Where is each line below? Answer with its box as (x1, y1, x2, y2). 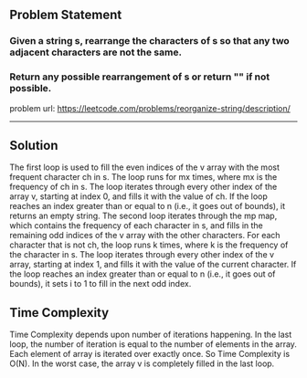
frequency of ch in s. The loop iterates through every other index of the (9, 182, 278, 193)
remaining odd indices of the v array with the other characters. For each (9, 230, 281, 241)
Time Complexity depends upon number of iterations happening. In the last (9, 329, 292, 341)
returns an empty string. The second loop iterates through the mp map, (9, 210, 278, 222)
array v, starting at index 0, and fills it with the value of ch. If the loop (9, 191, 268, 202)
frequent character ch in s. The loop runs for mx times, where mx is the (9, 172, 278, 183)
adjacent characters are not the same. (9, 46, 183, 58)
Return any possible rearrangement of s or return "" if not (9, 70, 270, 83)
